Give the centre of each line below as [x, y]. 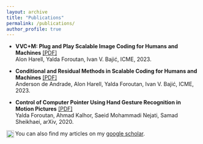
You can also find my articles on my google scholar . [80, 134]
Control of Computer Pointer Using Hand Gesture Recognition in [98, 103]
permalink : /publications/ [41, 23]
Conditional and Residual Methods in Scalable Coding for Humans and [106, 71]
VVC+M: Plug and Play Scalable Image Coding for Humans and [97, 46]
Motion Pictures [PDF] [44, 109]
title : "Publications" [35, 18]
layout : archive [27, 12]
